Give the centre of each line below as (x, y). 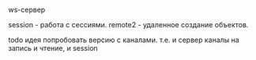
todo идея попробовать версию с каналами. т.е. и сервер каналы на (124, 40)
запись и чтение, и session (53, 48)
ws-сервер (27, 10)
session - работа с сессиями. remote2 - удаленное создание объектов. (128, 25)
